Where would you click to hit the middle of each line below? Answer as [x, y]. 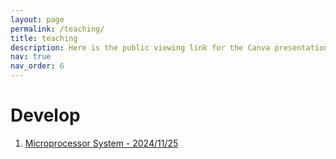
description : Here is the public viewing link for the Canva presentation [169, 47]
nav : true [31, 57]
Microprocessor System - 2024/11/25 [101, 143]
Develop [45, 115]
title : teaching [44, 38]
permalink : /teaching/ [57, 29]
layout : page [37, 19]
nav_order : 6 [37, 66]
